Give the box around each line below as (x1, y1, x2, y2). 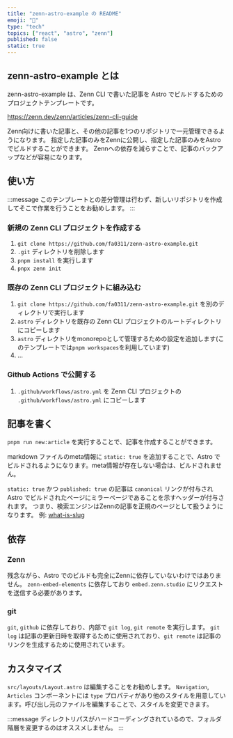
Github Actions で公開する (7, 370, 97, 379)
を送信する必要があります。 (7, 589, 86, 597)
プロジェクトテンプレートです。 (7, 98, 99, 107)
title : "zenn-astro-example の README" (7, 10, 122, 17)
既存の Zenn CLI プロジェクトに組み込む (7, 283, 141, 292)
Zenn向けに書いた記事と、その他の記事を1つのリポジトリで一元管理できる (7, 127, 219, 135)
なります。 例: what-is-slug (7, 511, 85, 519)
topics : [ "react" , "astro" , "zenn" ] (7, 29, 113, 37)
